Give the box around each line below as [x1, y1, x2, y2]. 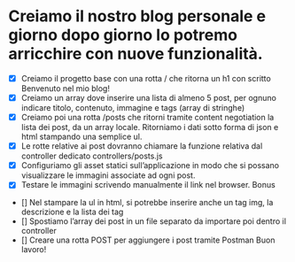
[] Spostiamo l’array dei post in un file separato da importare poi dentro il [20, 216, 287, 227]
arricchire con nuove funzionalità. [8, 44, 263, 64]
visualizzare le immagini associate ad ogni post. [20, 170, 196, 181]
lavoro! [20, 244, 47, 255]
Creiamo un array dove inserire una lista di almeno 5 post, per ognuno [20, 93, 276, 103]
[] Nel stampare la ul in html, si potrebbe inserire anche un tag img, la [20, 197, 274, 208]
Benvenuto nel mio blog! [20, 83, 110, 94]
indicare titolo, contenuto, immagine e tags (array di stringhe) [20, 103, 245, 113]
